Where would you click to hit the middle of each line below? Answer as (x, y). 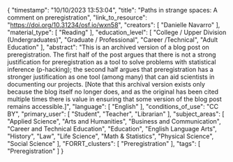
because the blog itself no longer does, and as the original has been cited (113, 91)
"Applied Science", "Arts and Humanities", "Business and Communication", (114, 121)
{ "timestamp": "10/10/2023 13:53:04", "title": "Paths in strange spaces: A (112, 10)
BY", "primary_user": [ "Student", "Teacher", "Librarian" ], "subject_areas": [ (116, 114)
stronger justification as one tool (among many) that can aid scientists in (111, 77)
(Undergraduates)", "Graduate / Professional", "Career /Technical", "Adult (113, 40)
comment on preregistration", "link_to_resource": (77, 17)
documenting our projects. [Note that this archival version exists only (106, 84)
